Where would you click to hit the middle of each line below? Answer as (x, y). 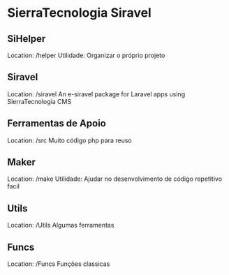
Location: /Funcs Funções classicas (59, 264)
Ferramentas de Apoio (57, 124)
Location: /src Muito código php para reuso (69, 140)
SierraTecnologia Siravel (79, 13)
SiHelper (27, 39)
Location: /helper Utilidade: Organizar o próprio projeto (86, 55)
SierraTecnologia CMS (39, 101)
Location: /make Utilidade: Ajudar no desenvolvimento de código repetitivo (114, 179)
